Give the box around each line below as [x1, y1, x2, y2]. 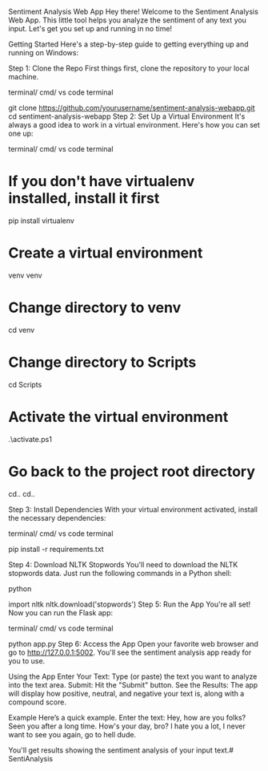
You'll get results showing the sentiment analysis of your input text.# [8, 745, 234, 755]
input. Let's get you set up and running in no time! [8, 24, 173, 33]
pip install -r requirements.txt [8, 544, 104, 554]
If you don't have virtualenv [8, 172, 195, 191]
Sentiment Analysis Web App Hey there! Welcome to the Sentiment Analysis [8, 7, 258, 16]
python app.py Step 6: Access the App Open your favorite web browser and [8, 639, 258, 648]
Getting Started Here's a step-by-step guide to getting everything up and [8, 39, 250, 49]
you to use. [8, 655, 46, 665]
